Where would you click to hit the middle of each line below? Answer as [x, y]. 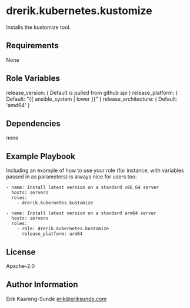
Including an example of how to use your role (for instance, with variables [95, 170]
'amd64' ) [18, 105]
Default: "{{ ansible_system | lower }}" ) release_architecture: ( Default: [92, 99]
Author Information [42, 285]
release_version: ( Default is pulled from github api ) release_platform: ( [92, 92]
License [21, 252]
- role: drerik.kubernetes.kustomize [63, 229]
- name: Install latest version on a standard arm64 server [81, 213]
